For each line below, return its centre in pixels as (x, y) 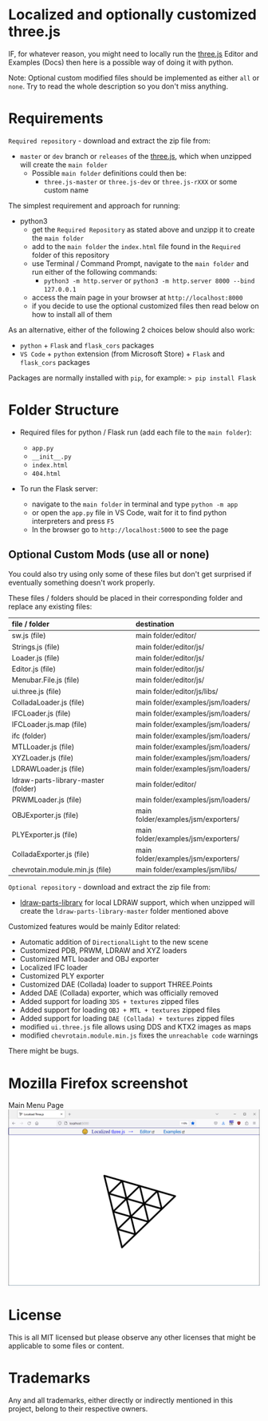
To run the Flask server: (59, 488)
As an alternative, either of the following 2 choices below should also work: (132, 330)
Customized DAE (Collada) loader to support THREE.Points (116, 985)
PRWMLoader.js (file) (47, 800)
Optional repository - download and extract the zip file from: (110, 887)
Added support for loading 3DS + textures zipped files (109, 1002)
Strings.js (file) (35, 647)
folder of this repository (71, 255)
